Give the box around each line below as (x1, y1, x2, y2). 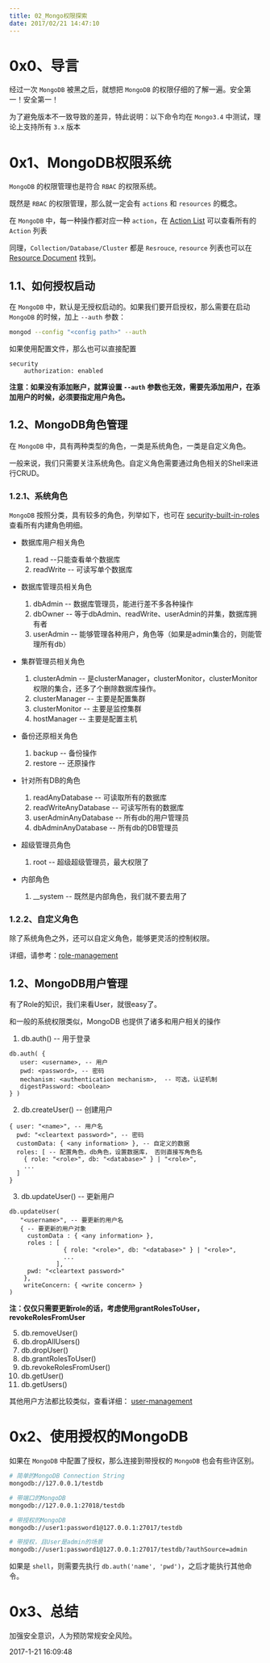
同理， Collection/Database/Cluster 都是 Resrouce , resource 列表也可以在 (9, 243, 252, 253)
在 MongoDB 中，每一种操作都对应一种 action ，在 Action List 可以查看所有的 (9, 215, 257, 226)
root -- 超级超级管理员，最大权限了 (32, 857, 149, 867)
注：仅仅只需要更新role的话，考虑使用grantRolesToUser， (9, 1304, 204, 1314)
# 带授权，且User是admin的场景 (9, 1538, 103, 1546)
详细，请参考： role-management (9, 951, 118, 960)
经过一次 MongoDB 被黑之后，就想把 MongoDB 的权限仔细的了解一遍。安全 (9, 85, 244, 94)
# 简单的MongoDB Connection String (9, 1472, 125, 1481)
